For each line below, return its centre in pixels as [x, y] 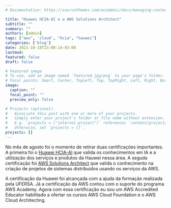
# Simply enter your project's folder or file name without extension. [85, 118]
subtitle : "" [19, 24]
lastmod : [15, 52]
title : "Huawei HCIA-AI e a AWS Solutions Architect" [64, 19]
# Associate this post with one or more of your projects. [72, 113]
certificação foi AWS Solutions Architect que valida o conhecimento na [79, 163]
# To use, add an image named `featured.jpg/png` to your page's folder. [85, 76]
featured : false [22, 57]
